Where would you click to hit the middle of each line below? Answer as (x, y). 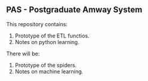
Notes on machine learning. (49, 71)
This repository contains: (37, 24)
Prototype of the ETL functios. (52, 36)
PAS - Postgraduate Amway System (74, 10)
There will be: (23, 54)
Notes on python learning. (47, 42)
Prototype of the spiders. (46, 65)
